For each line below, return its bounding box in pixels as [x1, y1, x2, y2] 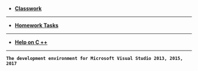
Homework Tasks [14, 22, 59, 29]
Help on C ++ [14, 39, 48, 46]
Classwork [14, 5, 42, 12]
